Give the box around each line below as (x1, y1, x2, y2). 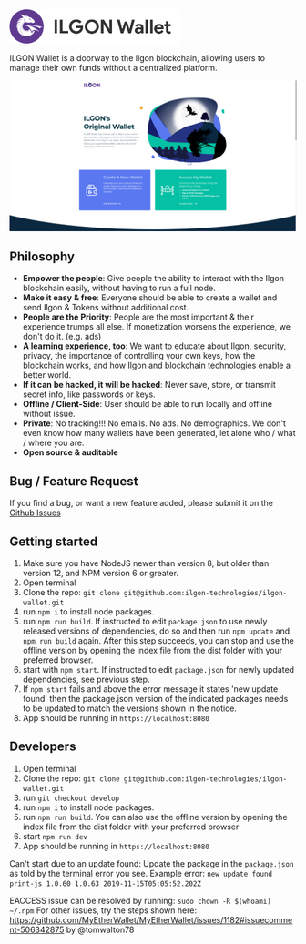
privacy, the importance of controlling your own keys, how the (22, 350, 256, 361)
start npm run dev (22, 830, 88, 841)
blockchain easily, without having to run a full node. (22, 282, 216, 294)
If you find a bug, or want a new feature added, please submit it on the (9, 498, 273, 509)
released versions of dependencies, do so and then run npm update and (22, 625, 291, 636)
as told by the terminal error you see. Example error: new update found (9, 868, 273, 878)
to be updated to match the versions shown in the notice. (22, 703, 237, 714)
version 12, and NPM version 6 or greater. (22, 568, 179, 579)
